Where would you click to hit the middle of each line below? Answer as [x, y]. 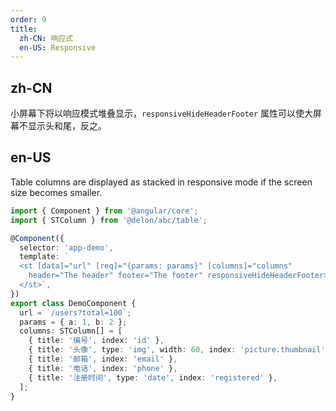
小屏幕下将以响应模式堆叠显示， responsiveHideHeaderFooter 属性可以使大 [162, 113]
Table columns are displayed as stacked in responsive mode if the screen [161, 182]
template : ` [44, 257]
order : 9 [28, 19]
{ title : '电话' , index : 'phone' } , [103, 368]
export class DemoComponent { [73, 303]
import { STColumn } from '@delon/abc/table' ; [109, 220]
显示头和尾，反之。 [67, 126]
